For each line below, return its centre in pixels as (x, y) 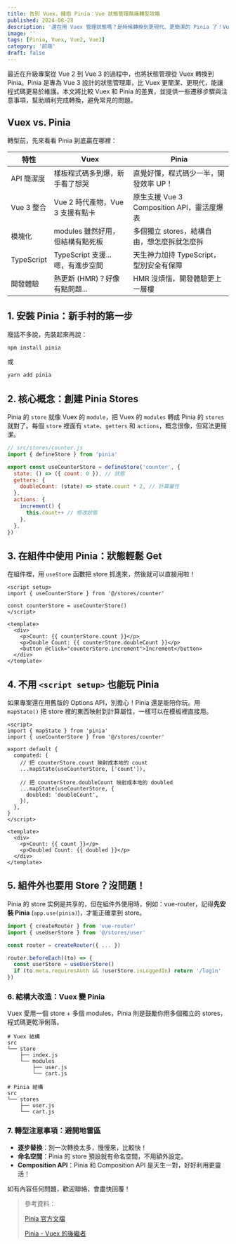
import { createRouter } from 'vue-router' (72, 926)
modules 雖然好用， (86, 231)
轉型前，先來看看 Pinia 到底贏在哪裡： (62, 140)
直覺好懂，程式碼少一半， (175, 173)
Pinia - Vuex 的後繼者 (55, 1233)
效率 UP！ (157, 183)
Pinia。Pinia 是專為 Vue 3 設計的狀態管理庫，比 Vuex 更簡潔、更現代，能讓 (115, 82)
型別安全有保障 (158, 265)
